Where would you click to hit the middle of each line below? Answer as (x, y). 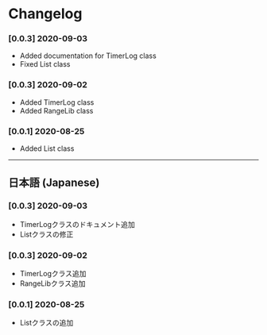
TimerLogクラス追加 (53, 274)
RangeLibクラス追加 (52, 283)
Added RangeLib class (56, 110)
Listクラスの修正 (46, 234)
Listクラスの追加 (46, 323)
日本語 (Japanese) (54, 183)
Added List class (47, 148)
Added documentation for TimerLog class (88, 56)
